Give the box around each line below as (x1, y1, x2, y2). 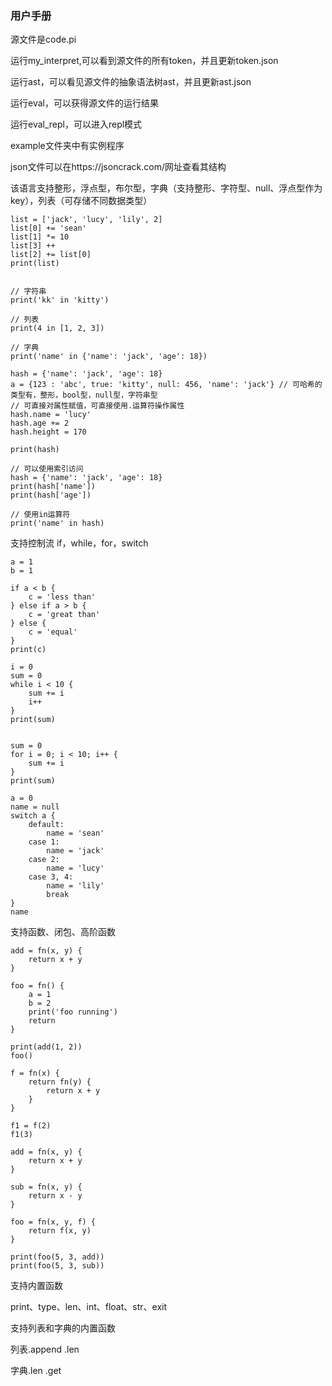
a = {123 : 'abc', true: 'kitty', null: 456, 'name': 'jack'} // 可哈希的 (10, 380, 323, 390)
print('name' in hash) (10, 518, 105, 529)
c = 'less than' (28, 592, 97, 602)
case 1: (28, 837, 60, 847)
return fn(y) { (28, 1077, 92, 1087)
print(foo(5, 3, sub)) (10, 1261, 105, 1271)
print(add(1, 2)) (10, 1042, 83, 1052)
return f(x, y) (28, 1226, 92, 1236)
